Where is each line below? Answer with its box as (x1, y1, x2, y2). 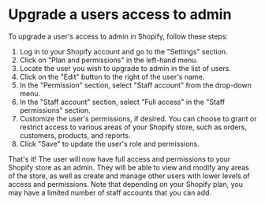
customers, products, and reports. (19, 130, 132, 140)
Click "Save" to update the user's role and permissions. (19, 139, 200, 148)
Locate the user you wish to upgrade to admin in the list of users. (19, 63, 231, 73)
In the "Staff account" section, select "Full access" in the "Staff (19, 97, 226, 106)
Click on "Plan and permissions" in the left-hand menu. (19, 55, 199, 65)
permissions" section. (19, 105, 91, 115)
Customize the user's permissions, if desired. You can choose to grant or (19, 114, 257, 123)
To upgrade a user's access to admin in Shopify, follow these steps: (8, 32, 229, 41)
